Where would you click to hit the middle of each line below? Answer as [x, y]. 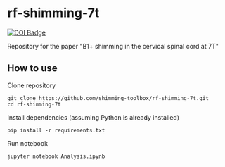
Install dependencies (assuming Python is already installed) [94, 117]
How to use [32, 68]
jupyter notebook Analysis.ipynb [56, 156]
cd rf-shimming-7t [34, 104]
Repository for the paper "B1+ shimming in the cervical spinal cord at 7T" [113, 46]
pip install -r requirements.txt [56, 130]
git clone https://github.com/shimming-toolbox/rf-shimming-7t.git [108, 98]
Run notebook [27, 143]
